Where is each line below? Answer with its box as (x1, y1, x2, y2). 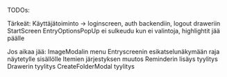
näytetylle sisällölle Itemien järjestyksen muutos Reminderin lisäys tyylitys (7, 55, 219, 63)
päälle (7, 34, 25, 42)
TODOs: (7, 6, 30, 14)
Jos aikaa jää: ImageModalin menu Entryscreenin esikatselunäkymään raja (7, 48, 220, 55)
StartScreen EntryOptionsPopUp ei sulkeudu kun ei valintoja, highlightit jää (7, 27, 221, 35)
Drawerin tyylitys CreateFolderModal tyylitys (7, 62, 135, 70)
